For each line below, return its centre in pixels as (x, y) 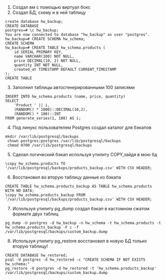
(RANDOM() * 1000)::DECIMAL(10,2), (51, 109)
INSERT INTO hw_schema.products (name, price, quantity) (65, 96)
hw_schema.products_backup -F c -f (42, 227)
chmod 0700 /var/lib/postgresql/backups (50, 145)
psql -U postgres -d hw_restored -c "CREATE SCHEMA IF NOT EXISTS (75, 260)
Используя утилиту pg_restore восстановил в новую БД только (80, 241)
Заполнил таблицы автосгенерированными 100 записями (74, 87)
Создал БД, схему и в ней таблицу (49, 12)
